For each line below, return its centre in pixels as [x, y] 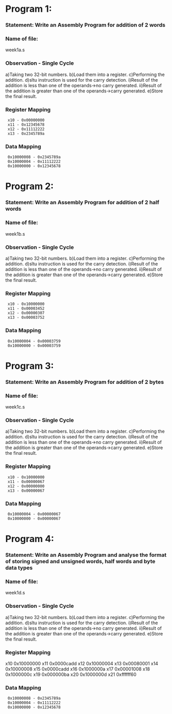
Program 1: [29, 9]
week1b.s [15, 234]
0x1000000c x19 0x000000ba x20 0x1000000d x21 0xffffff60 [71, 674]
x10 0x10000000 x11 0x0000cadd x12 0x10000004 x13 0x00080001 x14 [82, 663]
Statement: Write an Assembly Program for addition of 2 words [85, 25]
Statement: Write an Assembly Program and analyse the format [86, 555]
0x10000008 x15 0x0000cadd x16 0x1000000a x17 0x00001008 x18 [78, 669]
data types [19, 568]
